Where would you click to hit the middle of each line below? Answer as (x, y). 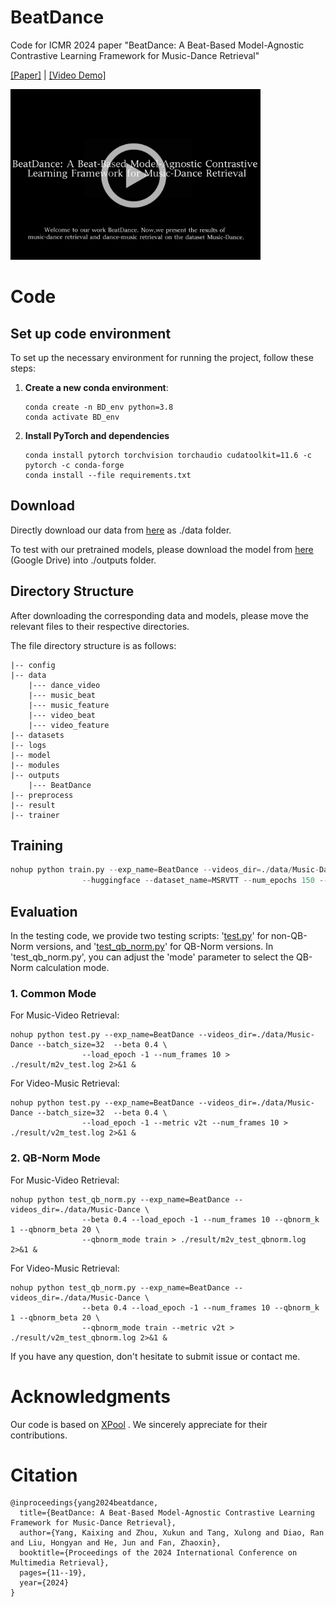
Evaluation (44, 911)
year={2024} (44, 1583)
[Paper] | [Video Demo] (58, 75)
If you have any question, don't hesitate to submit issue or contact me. (155, 1356)
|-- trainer (35, 815)
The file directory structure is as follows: (93, 645)
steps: (23, 368)
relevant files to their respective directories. (100, 626)
